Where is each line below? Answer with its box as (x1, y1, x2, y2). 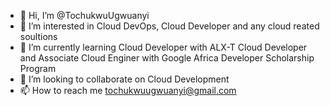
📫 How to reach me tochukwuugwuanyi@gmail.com (19, 85, 237, 96)
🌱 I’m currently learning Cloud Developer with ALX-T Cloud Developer (19, 41, 308, 53)
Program (19, 63, 57, 74)
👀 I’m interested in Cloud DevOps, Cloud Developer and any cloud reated (19, 20, 320, 32)
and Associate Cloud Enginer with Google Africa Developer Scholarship (19, 52, 315, 64)
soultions (19, 31, 58, 42)
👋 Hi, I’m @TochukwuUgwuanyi (19, 10, 150, 21)
